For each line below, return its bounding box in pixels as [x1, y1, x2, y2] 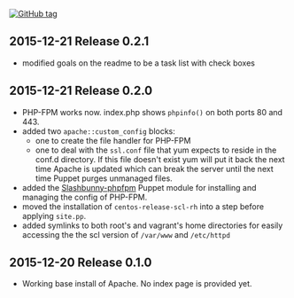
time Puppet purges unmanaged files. [35, 173, 173, 184]
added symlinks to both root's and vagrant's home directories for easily [21, 220, 283, 231]
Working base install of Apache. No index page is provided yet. [21, 278, 252, 289]
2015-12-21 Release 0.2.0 [9, 83, 153, 98]
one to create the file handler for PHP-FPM [35, 135, 191, 145]
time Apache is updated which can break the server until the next [35, 163, 274, 174]
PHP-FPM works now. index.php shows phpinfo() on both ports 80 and [21, 106, 283, 117]
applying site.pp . [21, 210, 87, 221]
